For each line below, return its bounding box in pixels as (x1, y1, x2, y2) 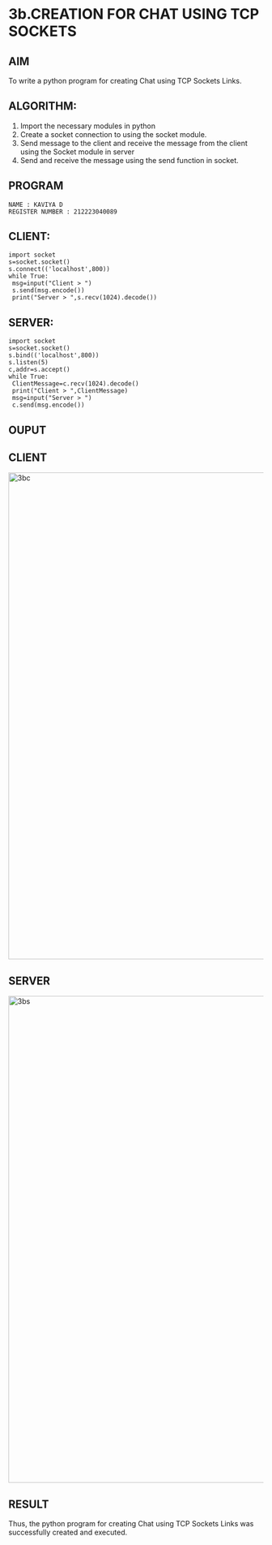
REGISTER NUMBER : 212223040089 (8, 208, 117, 216)
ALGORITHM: (8, 99, 77, 114)
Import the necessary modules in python (19, 121, 156, 131)
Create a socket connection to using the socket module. (19, 129, 207, 139)
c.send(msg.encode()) (11, 401, 85, 410)
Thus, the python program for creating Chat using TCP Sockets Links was (8, 1519, 254, 1529)
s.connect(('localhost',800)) (8, 265, 111, 273)
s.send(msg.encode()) (11, 286, 85, 295)
